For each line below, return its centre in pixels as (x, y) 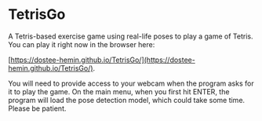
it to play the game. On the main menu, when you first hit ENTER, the (119, 91)
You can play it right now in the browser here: (82, 44)
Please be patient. (37, 108)
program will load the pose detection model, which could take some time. (127, 100)
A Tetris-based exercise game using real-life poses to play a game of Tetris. (131, 36)
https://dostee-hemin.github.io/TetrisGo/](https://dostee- (103, 60)
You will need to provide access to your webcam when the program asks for (131, 83)
